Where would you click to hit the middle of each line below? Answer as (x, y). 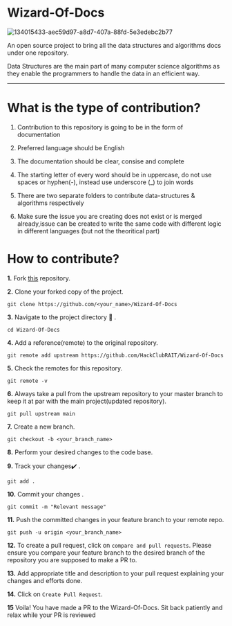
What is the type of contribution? (104, 108)
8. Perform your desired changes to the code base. (80, 452)
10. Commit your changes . (46, 494)
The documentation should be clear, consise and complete (101, 161)
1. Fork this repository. (39, 278)
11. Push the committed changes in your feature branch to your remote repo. (116, 519)
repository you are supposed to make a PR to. (72, 560)
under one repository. (38, 53)
